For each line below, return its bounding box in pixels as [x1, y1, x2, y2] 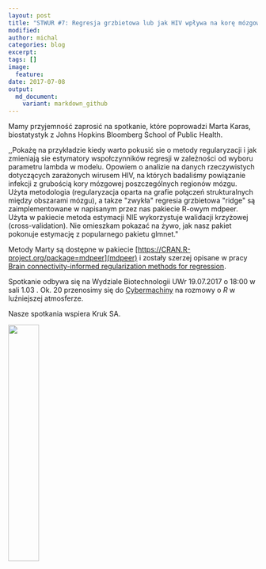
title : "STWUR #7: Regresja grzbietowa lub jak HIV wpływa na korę [8, 19, 236, 27]
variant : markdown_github [22, 100, 108, 108]
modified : [8, 26, 41, 34]
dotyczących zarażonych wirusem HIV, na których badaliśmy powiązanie [8, 171, 246, 180]
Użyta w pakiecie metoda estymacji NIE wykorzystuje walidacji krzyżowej [8, 213, 249, 222]
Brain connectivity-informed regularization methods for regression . [8, 262, 227, 271]
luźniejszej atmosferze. [8, 294, 84, 303]
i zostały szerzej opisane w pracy [139, 253, 248, 263]
